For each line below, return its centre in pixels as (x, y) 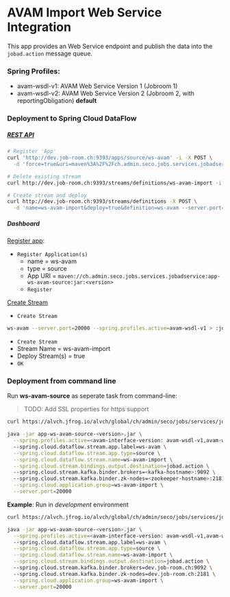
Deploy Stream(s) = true (51, 356)
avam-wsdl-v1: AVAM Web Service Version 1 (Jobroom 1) (97, 86)
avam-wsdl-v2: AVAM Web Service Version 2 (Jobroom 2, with (106, 93)
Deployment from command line (62, 380)
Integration (39, 27)
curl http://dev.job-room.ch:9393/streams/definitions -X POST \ (102, 202)
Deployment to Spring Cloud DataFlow (72, 119)
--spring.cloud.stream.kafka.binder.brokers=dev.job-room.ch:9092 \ (113, 568)
